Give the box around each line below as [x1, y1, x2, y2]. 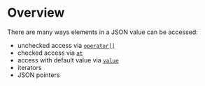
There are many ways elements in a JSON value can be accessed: [7, 28, 198, 36]
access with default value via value [17, 55, 119, 64]
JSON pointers [17, 71, 60, 79]
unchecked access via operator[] [17, 41, 115, 49]
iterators [17, 63, 42, 71]
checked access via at [17, 49, 83, 57]
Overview [7, 5, 65, 21]
